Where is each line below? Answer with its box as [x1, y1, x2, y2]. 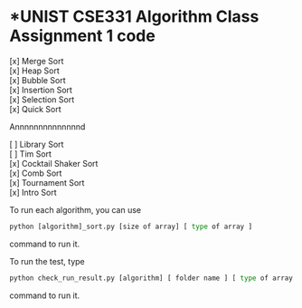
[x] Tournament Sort [9, 177, 85, 188]
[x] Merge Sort [9, 55, 64, 66]
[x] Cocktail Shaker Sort [9, 158, 99, 168]
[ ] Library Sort [9, 139, 64, 149]
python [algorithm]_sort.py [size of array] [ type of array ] [9, 222, 253, 231]
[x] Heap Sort [9, 65, 61, 76]
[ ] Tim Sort [9, 148, 52, 159]
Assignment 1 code [9, 25, 156, 46]
